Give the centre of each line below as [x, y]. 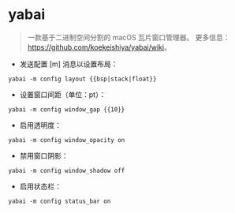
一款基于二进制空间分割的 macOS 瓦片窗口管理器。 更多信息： [129, 37]
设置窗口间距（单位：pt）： [63, 94]
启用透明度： [40, 125]
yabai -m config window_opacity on [67, 140]
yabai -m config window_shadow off [67, 170]
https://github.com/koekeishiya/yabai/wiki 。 [99, 47]
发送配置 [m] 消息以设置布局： [69, 64]
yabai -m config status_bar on [60, 201]
